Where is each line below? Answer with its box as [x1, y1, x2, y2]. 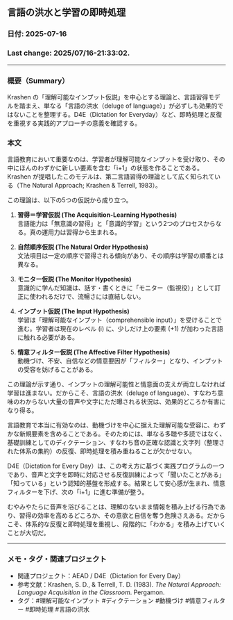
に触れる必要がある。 [17, 333, 78, 342]
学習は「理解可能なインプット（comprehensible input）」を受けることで [17, 316, 223, 325]
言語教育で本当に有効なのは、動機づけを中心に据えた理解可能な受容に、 [7, 421, 214, 430]
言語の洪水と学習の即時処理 [7, 6, 126, 19]
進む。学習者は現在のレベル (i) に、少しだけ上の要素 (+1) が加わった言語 [17, 325, 223, 333]
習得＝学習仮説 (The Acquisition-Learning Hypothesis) [17, 211, 178, 219]
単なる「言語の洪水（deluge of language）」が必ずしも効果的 [43, 101, 218, 110]
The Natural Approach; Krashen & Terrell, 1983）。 [19, 181, 162, 190]
